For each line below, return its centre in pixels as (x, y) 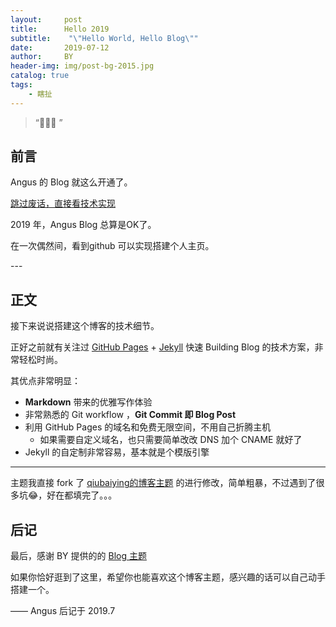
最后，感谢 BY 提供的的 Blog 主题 (78, 556)
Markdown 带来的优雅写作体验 (88, 402)
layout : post (46, 19)
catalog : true (40, 76)
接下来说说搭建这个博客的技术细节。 (85, 326)
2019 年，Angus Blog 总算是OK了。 (83, 225)
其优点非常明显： (45, 381)
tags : (21, 85)
